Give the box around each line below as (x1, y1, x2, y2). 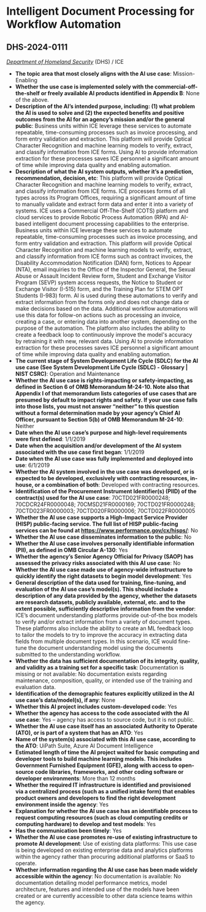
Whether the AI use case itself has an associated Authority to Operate (15, 723, 198, 730)
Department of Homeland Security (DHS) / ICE (6, 58, 124, 65)
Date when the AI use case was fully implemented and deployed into (15, 455, 193, 462)
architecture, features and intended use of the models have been (15, 886, 180, 893)
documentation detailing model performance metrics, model (15, 879, 167, 886)
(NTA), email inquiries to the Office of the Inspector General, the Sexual (15, 266, 196, 273)
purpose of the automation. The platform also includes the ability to (15, 324, 186, 332)
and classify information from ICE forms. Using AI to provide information (15, 149, 198, 155)
